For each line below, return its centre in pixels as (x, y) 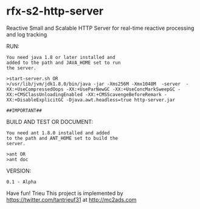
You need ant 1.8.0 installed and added (58, 133)
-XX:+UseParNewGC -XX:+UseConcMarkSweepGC (120, 89)
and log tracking (27, 34)
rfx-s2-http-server (55, 11)
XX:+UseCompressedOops (35, 89)
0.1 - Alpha (21, 182)
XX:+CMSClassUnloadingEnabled (45, 94)
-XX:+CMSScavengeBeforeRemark (123, 94)
